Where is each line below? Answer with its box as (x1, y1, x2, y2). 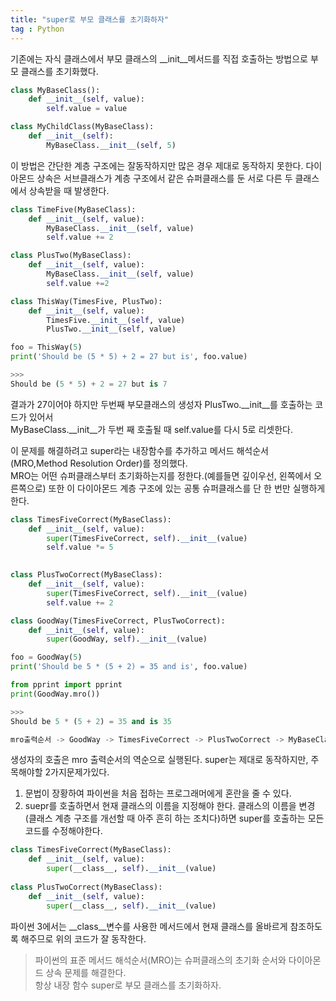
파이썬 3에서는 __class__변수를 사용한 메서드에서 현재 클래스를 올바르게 (10, 920, 288, 932)
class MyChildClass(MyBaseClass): (10, 122, 155, 132)
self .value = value (46, 104, 128, 114)
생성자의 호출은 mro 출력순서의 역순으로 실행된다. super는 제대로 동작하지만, (10, 754, 309, 766)
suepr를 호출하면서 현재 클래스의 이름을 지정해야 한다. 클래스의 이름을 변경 (24, 800, 316, 812)
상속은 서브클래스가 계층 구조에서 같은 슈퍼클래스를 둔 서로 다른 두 (36, 172, 293, 184)
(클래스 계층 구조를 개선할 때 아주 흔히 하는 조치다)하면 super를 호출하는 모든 (24, 812, 325, 825)
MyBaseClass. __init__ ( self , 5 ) (46, 140, 177, 150)
